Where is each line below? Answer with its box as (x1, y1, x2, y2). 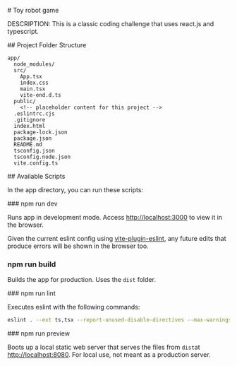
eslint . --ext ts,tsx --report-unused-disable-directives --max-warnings (7, 317, 232, 324)
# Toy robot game (7, 6, 59, 14)
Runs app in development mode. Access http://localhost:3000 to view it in (7, 213, 223, 221)
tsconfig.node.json (13, 153, 71, 160)
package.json (13, 135, 52, 142)
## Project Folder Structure (7, 41, 87, 49)
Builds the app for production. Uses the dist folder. (7, 276, 157, 284)
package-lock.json (13, 129, 68, 136)
